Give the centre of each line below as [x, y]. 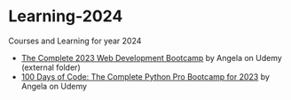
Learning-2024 [66, 16]
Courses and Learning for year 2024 [75, 41]
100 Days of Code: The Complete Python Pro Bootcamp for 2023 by [145, 76]
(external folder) [51, 67]
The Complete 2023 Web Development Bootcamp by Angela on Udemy [152, 58]
